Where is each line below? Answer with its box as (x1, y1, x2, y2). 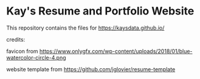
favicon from (6, 47, 38, 55)
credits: (6, 36, 26, 43)
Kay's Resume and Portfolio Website (6, 4, 195, 18)
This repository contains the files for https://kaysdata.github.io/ (6, 24, 165, 31)
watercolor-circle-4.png (6, 54, 66, 61)
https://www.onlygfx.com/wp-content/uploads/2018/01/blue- (39, 47, 193, 55)
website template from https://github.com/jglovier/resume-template (6, 65, 176, 73)
